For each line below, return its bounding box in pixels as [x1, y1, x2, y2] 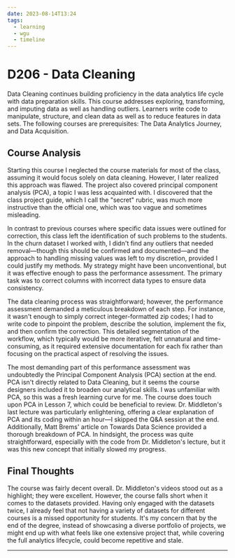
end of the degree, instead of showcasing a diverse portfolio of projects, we [7, 521, 226, 529]
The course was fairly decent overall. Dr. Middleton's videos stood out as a [7, 484, 223, 492]
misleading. [7, 210, 41, 219]
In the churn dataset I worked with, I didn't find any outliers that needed [7, 239, 213, 247]
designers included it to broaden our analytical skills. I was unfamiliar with [7, 385, 220, 393]
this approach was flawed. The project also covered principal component [7, 180, 218, 189]
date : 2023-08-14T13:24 [7, 10, 77, 18]
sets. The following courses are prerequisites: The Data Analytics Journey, [7, 120, 222, 128]
